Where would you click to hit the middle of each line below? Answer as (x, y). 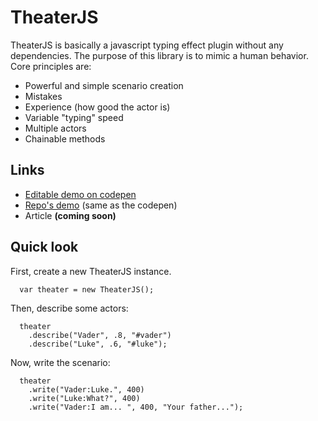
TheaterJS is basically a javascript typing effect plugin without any (147, 45)
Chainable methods (65, 138)
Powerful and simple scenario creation (104, 85)
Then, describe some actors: (69, 308)
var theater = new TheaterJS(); (87, 289)
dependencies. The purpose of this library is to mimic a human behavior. (159, 55)
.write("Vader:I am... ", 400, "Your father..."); (136, 407)
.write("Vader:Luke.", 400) (86, 389)
